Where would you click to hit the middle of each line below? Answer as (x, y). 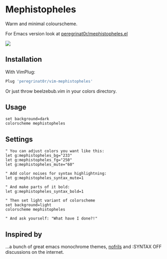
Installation (24, 59)
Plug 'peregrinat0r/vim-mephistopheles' (49, 81)
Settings (19, 139)
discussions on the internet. (35, 252)
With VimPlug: (20, 72)
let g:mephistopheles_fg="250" (39, 160)
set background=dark (27, 119)
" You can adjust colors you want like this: (55, 151)
